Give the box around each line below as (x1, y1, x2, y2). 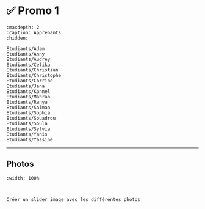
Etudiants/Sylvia (6, 126, 51, 132)
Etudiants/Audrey (6, 56, 51, 62)
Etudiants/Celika (6, 62, 51, 68)
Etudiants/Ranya (6, 99, 48, 105)
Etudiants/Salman (6, 105, 51, 111)
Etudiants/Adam (6, 45, 45, 52)
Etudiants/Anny (6, 51, 45, 57)
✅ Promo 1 (6, 4, 59, 18)
